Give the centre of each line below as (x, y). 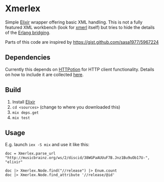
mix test (21, 118)
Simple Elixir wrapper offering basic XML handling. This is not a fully (74, 22)
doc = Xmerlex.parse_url (30, 154)
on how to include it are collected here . (45, 75)
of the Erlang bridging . (28, 32)
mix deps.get (25, 113)
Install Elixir (23, 102)
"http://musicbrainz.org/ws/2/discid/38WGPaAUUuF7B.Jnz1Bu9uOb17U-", (78, 158)
